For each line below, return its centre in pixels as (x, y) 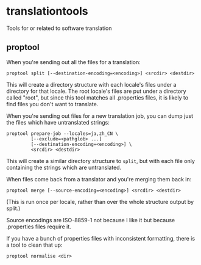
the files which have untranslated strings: (58, 122)
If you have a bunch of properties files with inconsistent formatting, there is (101, 238)
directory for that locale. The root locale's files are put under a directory (97, 91)
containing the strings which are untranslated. (64, 167)
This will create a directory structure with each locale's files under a (91, 84)
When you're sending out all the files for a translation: (74, 62)
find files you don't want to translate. (52, 104)
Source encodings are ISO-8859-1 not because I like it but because (91, 220)
